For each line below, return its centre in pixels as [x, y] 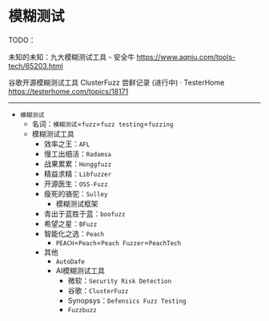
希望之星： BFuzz [70, 224]
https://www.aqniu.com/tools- [186, 57]
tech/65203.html [36, 65]
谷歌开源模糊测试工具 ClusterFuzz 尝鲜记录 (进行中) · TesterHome [116, 82]
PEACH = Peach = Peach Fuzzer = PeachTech [118, 242]
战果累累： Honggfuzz [78, 164]
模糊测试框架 [77, 204]
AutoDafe [70, 262]
